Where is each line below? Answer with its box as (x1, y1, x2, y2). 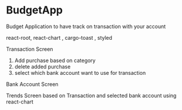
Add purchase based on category (14, 57, 96, 64)
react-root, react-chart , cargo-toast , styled (6, 34, 112, 41)
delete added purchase (14, 63, 71, 70)
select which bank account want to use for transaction (14, 69, 146, 76)
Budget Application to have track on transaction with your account (6, 23, 166, 30)
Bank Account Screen (6, 80, 59, 88)
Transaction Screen (6, 45, 54, 53)
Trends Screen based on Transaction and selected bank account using (6, 92, 177, 99)
